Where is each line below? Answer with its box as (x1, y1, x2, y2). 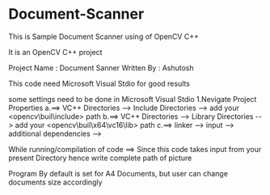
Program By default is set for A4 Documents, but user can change (8, 168, 229, 178)
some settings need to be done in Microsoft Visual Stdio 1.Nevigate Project (8, 94, 257, 104)
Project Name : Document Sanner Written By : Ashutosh (8, 62, 194, 73)
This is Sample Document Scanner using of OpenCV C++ (8, 32, 200, 41)
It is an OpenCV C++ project (8, 47, 103, 57)
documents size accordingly (8, 177, 103, 187)
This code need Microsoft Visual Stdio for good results (8, 78, 190, 88)
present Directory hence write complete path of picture (8, 153, 192, 163)
